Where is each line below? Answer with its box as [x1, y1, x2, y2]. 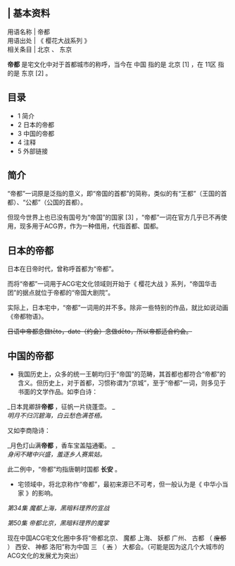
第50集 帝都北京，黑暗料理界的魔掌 [7, 519, 110, 527]
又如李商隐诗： [7, 426, 51, 435]
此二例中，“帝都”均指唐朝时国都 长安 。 [7, 465, 122, 474]
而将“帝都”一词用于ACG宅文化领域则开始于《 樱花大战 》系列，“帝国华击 [7, 280, 217, 288]
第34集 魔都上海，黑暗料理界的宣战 [7, 504, 110, 512]
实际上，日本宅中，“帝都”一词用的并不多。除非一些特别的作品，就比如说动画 [7, 303, 229, 312]
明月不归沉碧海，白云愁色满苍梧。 [7, 412, 106, 420]
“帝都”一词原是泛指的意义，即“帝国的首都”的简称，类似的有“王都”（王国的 [7, 190, 221, 198]
